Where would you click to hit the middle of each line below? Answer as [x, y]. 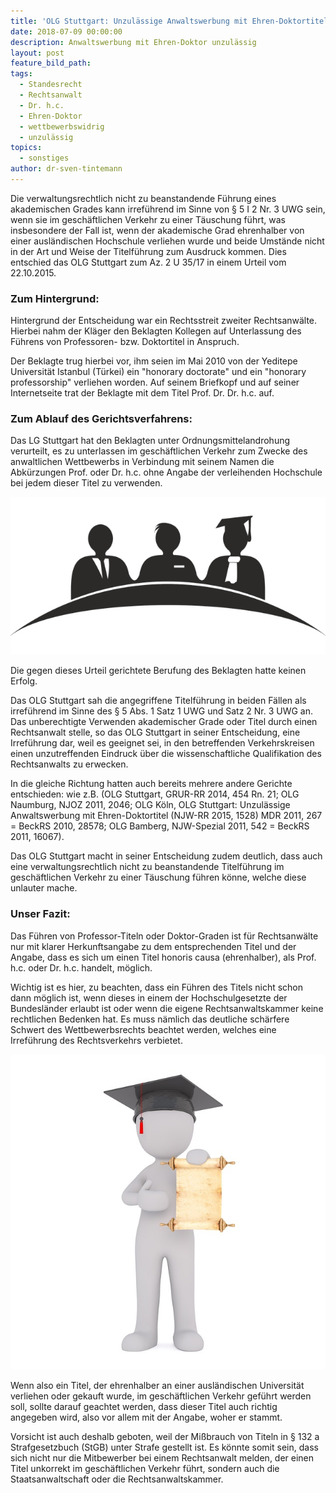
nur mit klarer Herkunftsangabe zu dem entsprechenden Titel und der [153, 946]
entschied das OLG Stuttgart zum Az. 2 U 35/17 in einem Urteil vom [148, 262]
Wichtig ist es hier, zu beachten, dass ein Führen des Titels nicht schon [157, 987]
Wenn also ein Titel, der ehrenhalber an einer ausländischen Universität [157, 1385]
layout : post [37, 53]
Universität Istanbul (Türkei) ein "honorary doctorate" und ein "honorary [158, 372]
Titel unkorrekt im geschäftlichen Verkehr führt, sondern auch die [145, 1468]
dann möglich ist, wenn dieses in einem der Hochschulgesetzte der [149, 997]
